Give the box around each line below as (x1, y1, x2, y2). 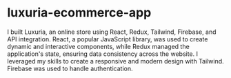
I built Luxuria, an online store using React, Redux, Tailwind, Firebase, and (7, 28, 217, 36)
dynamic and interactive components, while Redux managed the (7, 42, 190, 50)
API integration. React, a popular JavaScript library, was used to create (7, 35, 208, 43)
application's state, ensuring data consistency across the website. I (7, 50, 199, 58)
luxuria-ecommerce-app (7, 5, 152, 21)
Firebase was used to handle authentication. (7, 64, 133, 72)
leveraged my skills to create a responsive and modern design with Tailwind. (7, 57, 224, 65)
